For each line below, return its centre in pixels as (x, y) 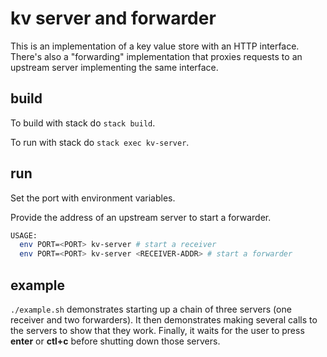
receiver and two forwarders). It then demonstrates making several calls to (164, 320)
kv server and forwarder (113, 18)
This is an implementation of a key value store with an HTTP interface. (155, 46)
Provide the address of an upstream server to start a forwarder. (141, 217)
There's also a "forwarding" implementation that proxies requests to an (156, 56)
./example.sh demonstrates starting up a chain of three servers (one (151, 309)
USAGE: (24, 235)
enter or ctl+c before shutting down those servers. (115, 341)
